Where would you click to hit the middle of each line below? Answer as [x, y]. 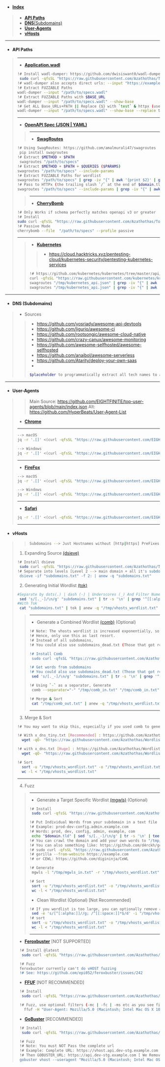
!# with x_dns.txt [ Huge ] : [46, 749]
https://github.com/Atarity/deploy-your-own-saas [87, 360]
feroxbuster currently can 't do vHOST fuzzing [68, 968]
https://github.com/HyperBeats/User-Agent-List [78, 412]
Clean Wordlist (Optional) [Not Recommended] [84, 900]
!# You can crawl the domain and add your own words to [88, 841]
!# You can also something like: [64, 845]
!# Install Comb [46, 654]
